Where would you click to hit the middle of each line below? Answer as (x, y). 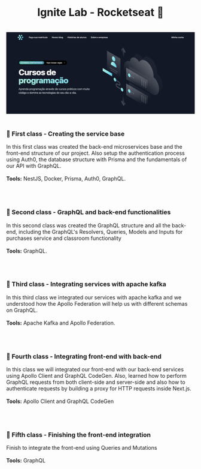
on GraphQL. (22, 310)
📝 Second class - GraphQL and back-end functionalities (89, 212)
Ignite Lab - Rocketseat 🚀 (100, 12)
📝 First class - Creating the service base (66, 134)
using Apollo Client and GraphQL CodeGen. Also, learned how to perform (96, 376)
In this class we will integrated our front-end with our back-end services (95, 369)
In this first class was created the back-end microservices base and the (94, 147)
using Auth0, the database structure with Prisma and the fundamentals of (97, 160)
